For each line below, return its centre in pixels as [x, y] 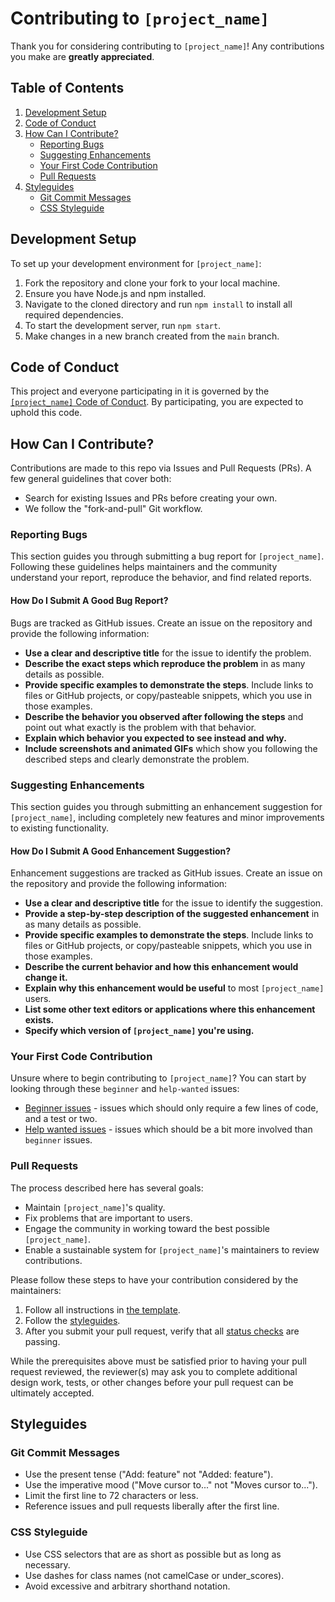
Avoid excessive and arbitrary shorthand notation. [127, 1586]
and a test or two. [61, 1119]
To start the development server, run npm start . [123, 325]
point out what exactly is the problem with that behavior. [140, 727]
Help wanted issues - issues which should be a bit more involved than [168, 1129]
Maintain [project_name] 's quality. [95, 1207]
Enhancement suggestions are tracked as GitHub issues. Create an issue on [166, 873]
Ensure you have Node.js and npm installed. [115, 293]
